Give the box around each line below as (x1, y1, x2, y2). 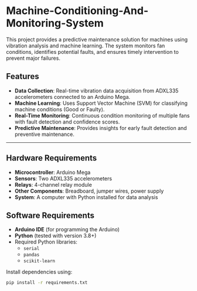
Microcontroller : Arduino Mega (14, 169, 91, 176)
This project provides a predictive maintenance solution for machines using (6, 36, 188, 43)
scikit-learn (23, 258, 56, 264)
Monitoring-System (6, 16, 104, 30)
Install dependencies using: (6, 268, 73, 276)
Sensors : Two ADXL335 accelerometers (14, 174, 113, 182)
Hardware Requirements (6, 153, 97, 163)
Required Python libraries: (14, 238, 78, 245)
